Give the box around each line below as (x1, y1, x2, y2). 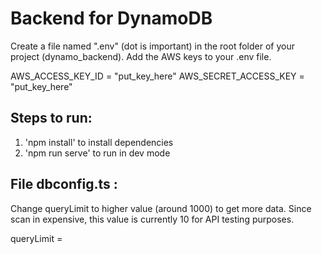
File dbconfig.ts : (10, 176, 118, 193)
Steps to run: (10, 110, 93, 127)
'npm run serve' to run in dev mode (24, 147, 171, 159)
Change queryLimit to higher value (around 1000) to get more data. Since (10, 202, 312, 214)
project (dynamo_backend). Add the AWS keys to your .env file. (10, 50, 272, 62)
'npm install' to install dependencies (24, 136, 174, 148)
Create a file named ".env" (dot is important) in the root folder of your (10, 40, 295, 52)
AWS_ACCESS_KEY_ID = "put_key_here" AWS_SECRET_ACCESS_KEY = (10, 70, 305, 82)
